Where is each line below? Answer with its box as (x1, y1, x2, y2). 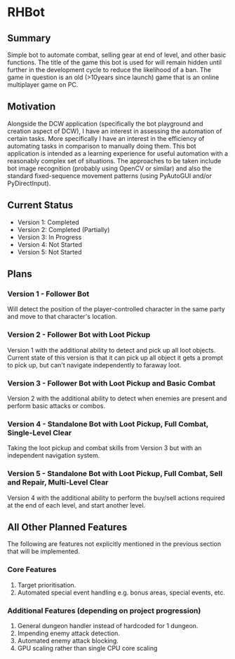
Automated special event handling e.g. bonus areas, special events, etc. (17, 588, 226, 597)
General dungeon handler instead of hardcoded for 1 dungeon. (17, 621, 199, 630)
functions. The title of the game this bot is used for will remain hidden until (7, 58, 222, 67)
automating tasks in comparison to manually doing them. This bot (7, 142, 196, 150)
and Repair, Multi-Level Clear (7, 477, 109, 487)
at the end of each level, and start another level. (7, 501, 146, 509)
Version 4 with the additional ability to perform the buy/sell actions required (7, 494, 225, 502)
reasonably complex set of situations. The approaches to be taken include (7, 156, 222, 165)
